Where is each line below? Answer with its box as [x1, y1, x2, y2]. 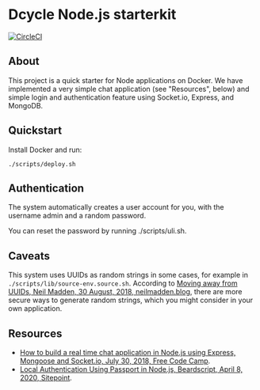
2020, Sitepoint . [19, 373, 73, 382]
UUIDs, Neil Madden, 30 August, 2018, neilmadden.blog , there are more [8, 287, 243, 297]
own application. [8, 304, 63, 313]
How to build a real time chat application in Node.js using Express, [19, 348, 236, 357]
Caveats [8, 249, 50, 263]
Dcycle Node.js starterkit [8, 6, 177, 24]
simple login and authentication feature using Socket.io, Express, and [8, 93, 235, 102]
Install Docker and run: [8, 145, 82, 154]
